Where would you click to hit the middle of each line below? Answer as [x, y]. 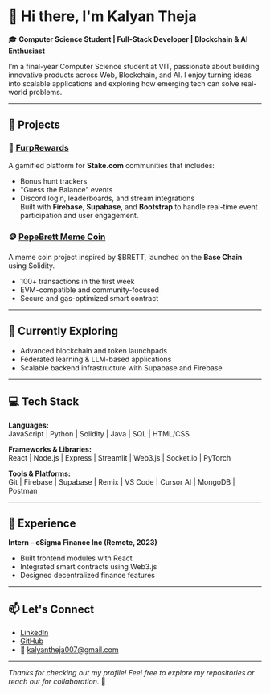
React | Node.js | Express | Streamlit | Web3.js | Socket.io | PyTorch [120, 457]
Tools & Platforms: [39, 473]
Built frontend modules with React [76, 558]
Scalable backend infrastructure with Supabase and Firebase [121, 368]
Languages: [29, 425]
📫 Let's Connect [51, 609]
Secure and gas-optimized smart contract [89, 298]
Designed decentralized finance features [87, 576]
